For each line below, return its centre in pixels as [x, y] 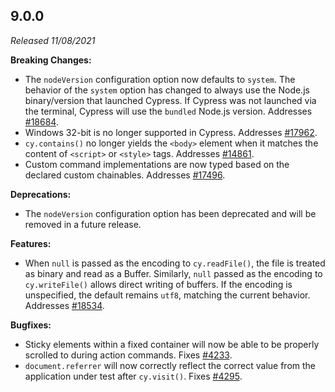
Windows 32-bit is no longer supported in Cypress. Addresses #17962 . [171, 132]
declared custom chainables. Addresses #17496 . [125, 175]
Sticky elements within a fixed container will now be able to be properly [172, 344]
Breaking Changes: [51, 60]
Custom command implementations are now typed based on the [157, 164]
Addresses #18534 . [64, 305]
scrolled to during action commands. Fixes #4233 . [128, 355]
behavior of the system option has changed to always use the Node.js [167, 90]
